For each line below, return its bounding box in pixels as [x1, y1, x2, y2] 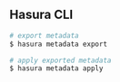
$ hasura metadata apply [9, 64, 104, 73]
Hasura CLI [9, 7, 74, 23]
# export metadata [9, 31, 79, 40]
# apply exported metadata [9, 56, 112, 65]
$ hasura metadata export [9, 40, 107, 49]
